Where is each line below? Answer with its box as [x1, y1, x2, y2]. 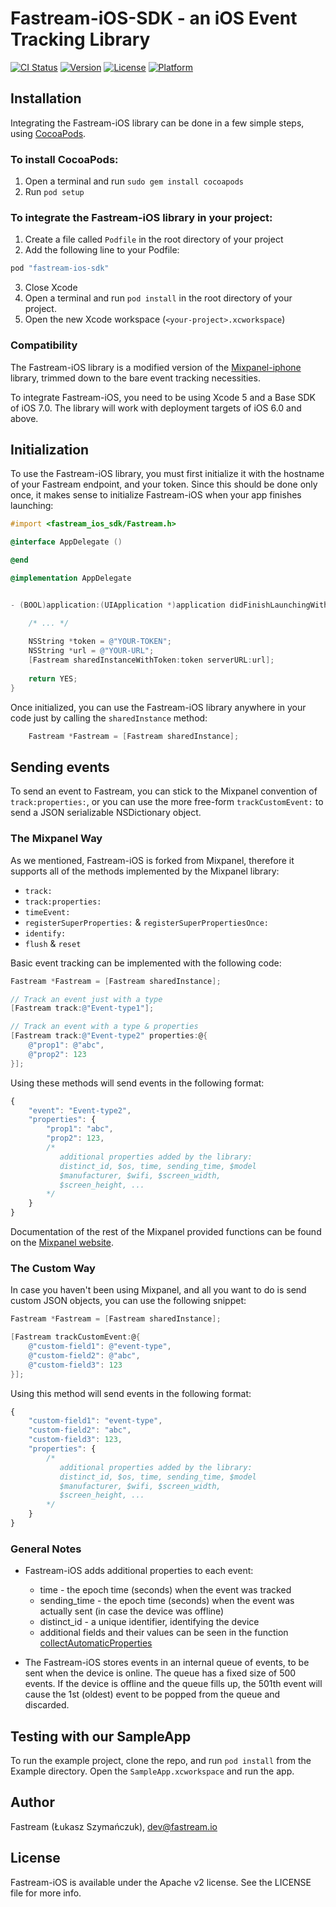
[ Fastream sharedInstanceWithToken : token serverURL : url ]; [28, 655, 275, 666]
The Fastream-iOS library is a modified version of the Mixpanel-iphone [10, 361, 302, 373]
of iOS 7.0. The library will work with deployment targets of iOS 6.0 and [10, 402, 302, 414]
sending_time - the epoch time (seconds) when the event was [39, 1595, 295, 1607]
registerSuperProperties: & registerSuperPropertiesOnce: [24, 916, 269, 928]
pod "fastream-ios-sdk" [10, 263, 110, 274]
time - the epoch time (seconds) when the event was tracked [39, 1584, 292, 1596]
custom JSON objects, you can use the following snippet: [10, 1295, 247, 1307]
